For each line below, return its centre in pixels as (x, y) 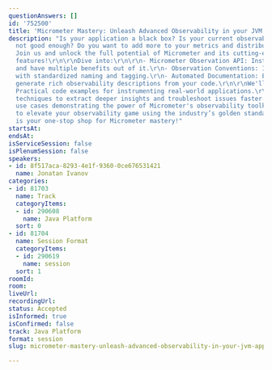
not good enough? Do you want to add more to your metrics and (124, 46)
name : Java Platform (57, 219)
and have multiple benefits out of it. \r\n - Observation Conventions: (137, 69)
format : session (36, 339)
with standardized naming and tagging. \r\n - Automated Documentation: (137, 76)
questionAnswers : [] (43, 16)
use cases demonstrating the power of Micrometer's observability (130, 106)
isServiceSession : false (50, 143)
